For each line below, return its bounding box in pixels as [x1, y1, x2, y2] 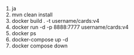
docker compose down [11, 42, 68, 49]
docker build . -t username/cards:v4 [11, 18, 100, 24]
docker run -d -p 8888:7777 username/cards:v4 [11, 23, 129, 30]
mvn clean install [11, 11, 53, 18]
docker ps [11, 30, 36, 37]
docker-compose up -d [11, 36, 69, 43]
